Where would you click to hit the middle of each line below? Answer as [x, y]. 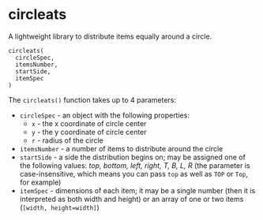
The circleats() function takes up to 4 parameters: [92, 99]
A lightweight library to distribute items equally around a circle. [110, 36]
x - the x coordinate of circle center [89, 123]
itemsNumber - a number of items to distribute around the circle [121, 148]
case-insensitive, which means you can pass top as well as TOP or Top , [134, 173]
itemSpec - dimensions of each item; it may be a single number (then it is [137, 190]
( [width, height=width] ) [60, 207]
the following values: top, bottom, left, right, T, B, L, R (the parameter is [135, 165]
